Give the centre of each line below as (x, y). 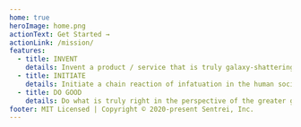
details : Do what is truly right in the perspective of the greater (156, 101)
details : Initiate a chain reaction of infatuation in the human (150, 84)
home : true (30, 17)
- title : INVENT (47, 59)
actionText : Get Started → (60, 34)
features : (28, 51)
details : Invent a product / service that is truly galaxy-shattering (160, 68)
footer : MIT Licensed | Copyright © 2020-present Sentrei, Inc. (132, 109)
